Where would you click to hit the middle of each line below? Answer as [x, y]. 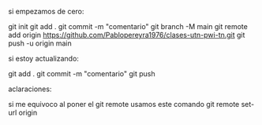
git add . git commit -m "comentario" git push [82, 74]
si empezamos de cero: [46, 11]
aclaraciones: [30, 89]
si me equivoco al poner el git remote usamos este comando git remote [124, 104]
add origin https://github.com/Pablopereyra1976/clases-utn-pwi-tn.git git [127, 35]
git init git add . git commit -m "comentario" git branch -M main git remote [128, 26]
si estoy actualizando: [43, 59]
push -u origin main [40, 43]
